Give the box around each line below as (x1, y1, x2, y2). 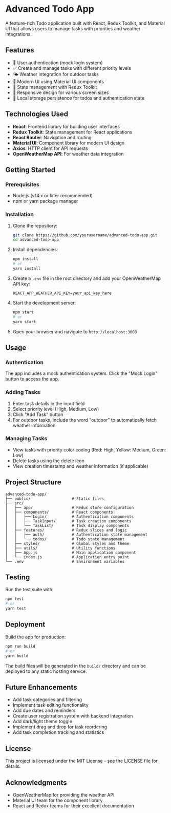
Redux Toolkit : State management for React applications (12, 129, 133, 135)
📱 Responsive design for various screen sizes (12, 89, 109, 96)
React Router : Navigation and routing (12, 134, 92, 140)
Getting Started (5, 165, 56, 174)
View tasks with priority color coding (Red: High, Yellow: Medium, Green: (12, 446, 166, 452)
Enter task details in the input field (12, 400, 85, 406)
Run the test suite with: (5, 587, 54, 593)
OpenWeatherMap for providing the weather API (12, 791, 115, 798)
